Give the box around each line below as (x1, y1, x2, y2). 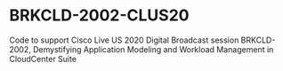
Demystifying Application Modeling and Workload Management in (32, 43, 274, 54)
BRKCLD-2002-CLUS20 (9, 5, 190, 26)
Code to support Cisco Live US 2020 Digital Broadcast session (9, 35, 239, 45)
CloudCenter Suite (9, 53, 77, 64)
